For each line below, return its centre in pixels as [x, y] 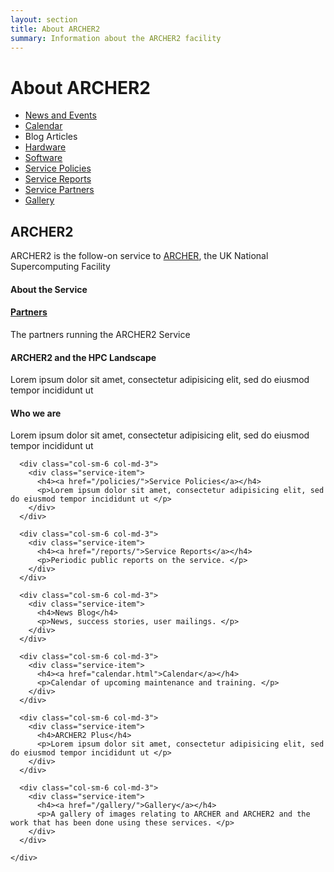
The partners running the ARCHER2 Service [100, 334]
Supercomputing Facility [60, 267]
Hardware [45, 147]
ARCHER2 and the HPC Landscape [83, 357]
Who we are [36, 413]
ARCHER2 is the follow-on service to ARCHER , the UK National [139, 256]
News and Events [60, 115]
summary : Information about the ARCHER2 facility [116, 38]
